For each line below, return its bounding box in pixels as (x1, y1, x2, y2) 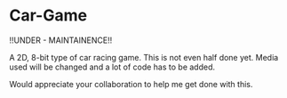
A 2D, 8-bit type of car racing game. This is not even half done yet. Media (9, 52, 279, 62)
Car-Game (9, 5, 87, 26)
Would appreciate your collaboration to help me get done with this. (9, 78, 253, 89)
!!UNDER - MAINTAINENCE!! (9, 35, 113, 45)
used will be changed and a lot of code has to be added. (9, 61, 216, 72)
